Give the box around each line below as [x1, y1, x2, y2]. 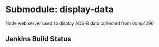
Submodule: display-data [5, 4, 114, 15]
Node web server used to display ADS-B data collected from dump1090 [5, 20, 154, 26]
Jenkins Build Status [5, 35, 72, 43]
